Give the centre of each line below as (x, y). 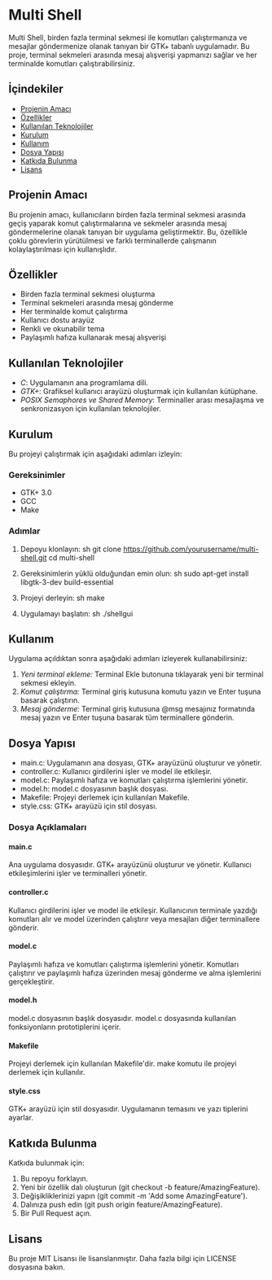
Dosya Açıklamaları (48, 827)
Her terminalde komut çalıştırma (74, 312)
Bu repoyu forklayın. (54, 1179)
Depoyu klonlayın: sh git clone (71, 549)
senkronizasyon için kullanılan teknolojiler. (90, 409)
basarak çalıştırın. (50, 700)
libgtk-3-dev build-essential (67, 582)
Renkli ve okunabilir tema (62, 329)
